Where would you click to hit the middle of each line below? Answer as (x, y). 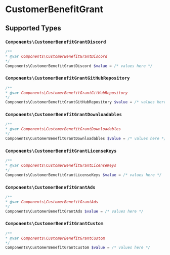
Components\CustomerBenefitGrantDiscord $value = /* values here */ (79, 66)
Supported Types (33, 28)
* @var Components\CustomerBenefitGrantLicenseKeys (61, 166)
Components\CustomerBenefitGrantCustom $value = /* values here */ (78, 248)
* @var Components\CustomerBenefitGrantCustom (55, 238)
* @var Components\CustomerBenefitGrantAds (52, 202)
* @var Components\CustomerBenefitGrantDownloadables (63, 129)
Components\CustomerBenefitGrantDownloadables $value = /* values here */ (86, 139)
